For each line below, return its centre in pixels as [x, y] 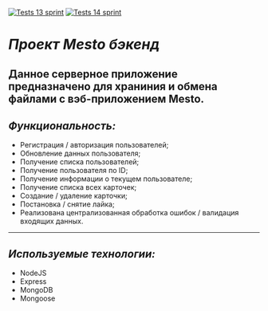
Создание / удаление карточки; [73, 196]
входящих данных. [51, 221]
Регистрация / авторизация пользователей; [94, 145]
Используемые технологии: [82, 254]
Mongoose [37, 298]
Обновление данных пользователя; [80, 154]
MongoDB [36, 290]
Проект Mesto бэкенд [84, 45]
